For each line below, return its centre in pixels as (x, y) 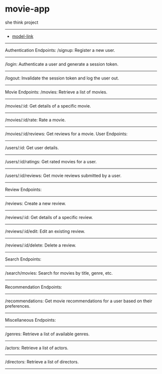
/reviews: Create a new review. (35, 203)
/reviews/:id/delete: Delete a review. (40, 245)
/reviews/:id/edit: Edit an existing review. (45, 231)
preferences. (18, 306)
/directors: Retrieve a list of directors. (42, 361)
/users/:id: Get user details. (32, 148)
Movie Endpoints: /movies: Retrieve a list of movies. (56, 92)
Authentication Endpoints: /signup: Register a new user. (60, 50)
